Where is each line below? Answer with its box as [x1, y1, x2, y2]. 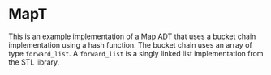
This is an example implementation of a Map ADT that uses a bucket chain [8, 31, 256, 41]
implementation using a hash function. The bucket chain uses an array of [8, 40, 253, 49]
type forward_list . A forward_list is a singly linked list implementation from [8, 48, 264, 58]
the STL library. [8, 57, 60, 67]
